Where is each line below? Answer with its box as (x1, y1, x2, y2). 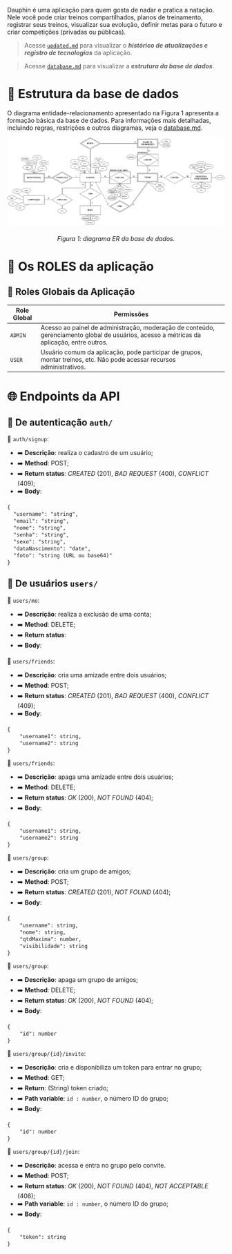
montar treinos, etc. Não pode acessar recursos (40, 355, 176, 363)
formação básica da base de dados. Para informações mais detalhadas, (7, 116, 211, 124)
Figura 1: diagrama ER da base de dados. (57, 234, 175, 242)
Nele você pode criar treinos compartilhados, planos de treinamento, (7, 13, 203, 21)
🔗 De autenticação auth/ (7, 416, 113, 428)
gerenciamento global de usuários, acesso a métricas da (40, 331, 202, 339)
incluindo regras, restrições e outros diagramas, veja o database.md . (7, 124, 203, 132)
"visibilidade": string (19, 943, 88, 949)
